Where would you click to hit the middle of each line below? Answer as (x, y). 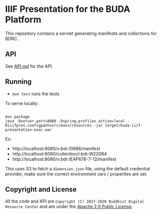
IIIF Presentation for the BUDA (68, 9)
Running (19, 82)
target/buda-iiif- (124, 125)
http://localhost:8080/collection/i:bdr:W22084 (60, 154)
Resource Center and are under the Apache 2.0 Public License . (69, 207)
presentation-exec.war (28, 130)
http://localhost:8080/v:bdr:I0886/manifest (56, 148)
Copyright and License (41, 189)
